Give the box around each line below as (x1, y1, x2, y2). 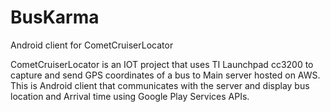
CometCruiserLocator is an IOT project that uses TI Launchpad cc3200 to (10, 58, 314, 70)
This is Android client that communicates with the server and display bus (10, 79, 310, 91)
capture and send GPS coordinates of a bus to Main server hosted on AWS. (10, 69, 321, 81)
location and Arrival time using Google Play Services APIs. (10, 90, 250, 102)
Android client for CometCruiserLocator (10, 39, 174, 51)
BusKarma (10, 6, 100, 29)
